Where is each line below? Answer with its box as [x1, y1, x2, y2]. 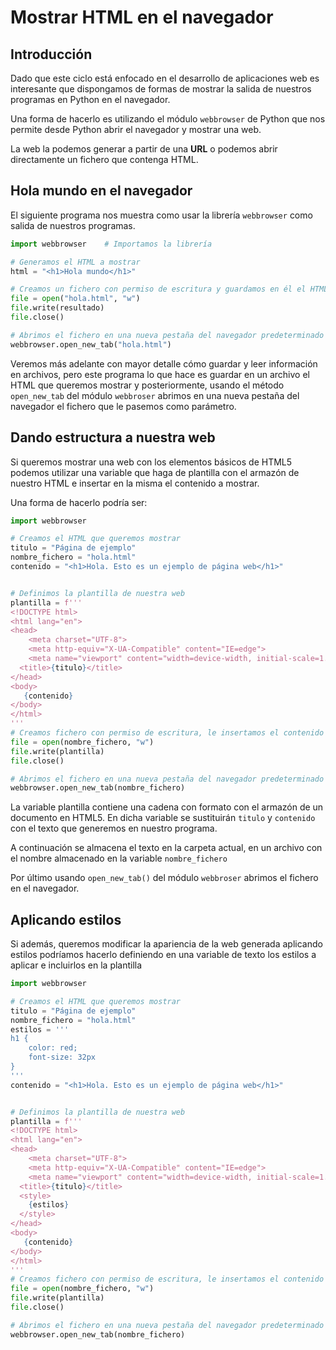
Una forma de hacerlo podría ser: [10, 496, 148, 508]
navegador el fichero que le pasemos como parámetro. [10, 400, 237, 412]
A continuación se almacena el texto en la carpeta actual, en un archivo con [10, 842, 323, 854]
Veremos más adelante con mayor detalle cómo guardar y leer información [10, 357, 318, 370]
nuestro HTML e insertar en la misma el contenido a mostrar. [10, 477, 260, 489]
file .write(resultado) [10, 303, 105, 313]
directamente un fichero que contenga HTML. [10, 154, 199, 165]
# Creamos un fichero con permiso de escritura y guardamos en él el [10, 284, 307, 295]
